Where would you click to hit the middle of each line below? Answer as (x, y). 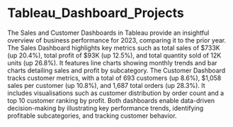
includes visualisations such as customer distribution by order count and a (116, 93)
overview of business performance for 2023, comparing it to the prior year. (117, 40)
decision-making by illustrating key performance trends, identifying (106, 108)
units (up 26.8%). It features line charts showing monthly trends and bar (112, 62)
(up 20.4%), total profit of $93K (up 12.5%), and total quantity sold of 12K (114, 55)
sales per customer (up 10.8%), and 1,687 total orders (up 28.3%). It (106, 85)
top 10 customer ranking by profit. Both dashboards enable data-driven (111, 100)
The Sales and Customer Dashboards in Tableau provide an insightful (108, 33)
